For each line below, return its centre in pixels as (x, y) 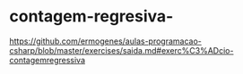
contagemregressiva (48, 60)
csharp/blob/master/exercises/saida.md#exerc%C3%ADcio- (121, 50)
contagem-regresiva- (91, 16)
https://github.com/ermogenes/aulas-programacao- (105, 41)
